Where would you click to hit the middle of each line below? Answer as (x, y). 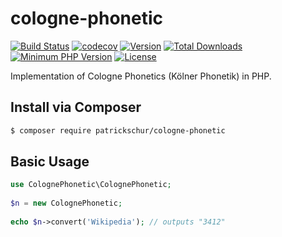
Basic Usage (50, 162)
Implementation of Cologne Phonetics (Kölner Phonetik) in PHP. (141, 76)
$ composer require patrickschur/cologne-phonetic (118, 130)
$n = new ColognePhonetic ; (66, 203)
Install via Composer (76, 107)
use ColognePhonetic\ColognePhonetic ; (91, 185)
